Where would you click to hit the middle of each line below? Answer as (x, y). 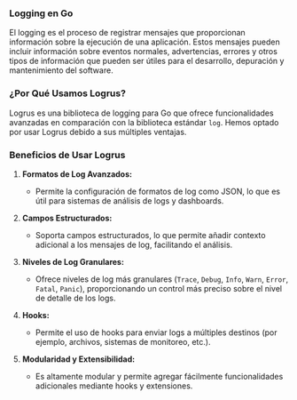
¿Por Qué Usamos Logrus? (68, 93)
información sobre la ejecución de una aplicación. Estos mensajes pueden (145, 42)
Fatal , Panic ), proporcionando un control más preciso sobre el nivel (158, 288)
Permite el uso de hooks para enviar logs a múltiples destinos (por (156, 332)
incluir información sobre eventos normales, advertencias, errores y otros (143, 52)
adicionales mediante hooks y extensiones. (114, 386)
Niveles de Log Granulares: (73, 261)
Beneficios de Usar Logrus (67, 155)
